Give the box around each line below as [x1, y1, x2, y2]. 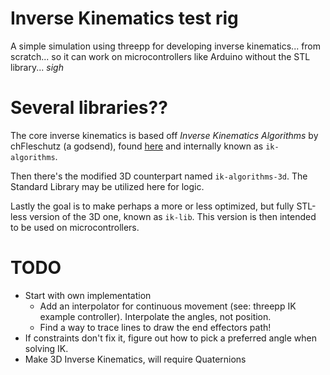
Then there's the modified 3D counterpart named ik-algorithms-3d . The [10, 170, 308, 182]
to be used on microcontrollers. [10, 221, 140, 233]
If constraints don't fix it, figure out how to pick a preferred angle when [24, 332, 317, 344]
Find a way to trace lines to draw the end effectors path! [39, 321, 272, 333]
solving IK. [24, 342, 69, 354]
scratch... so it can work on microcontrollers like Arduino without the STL [10, 50, 311, 62]
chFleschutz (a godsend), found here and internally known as [10, 140, 264, 152]
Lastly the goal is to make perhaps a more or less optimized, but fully [10, 200, 295, 212]
